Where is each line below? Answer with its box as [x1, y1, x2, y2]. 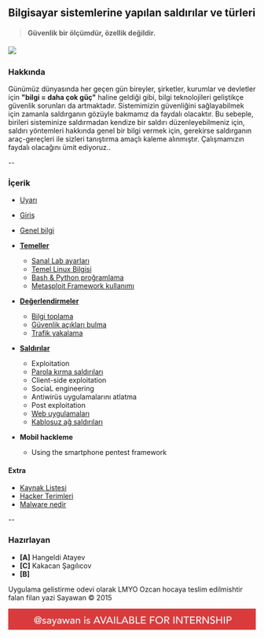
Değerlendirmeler [19, 296, 79, 306]
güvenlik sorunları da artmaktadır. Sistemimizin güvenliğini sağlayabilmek [8, 101, 245, 110]
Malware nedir [19, 500, 67, 509]
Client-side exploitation [31, 376, 107, 385]
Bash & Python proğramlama [31, 273, 124, 282]
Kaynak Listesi [19, 483, 67, 493]
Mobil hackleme [19, 432, 73, 442]
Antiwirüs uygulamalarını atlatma [31, 392, 137, 401]
